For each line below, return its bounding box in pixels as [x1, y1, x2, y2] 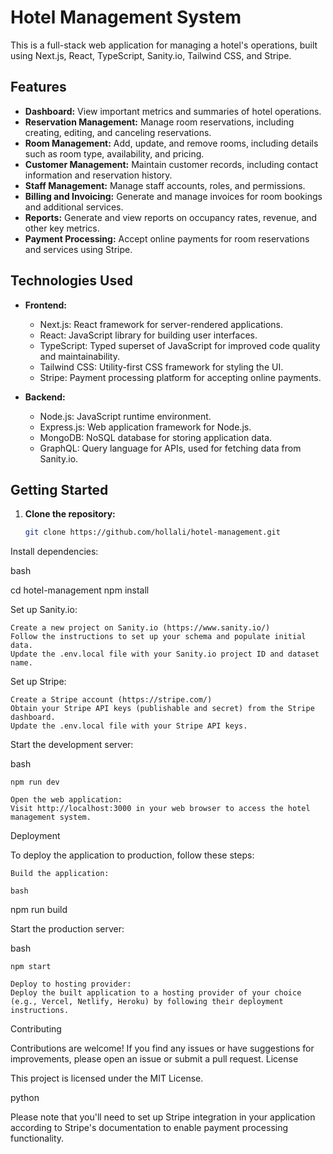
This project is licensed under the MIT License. [10, 1072, 204, 1085]
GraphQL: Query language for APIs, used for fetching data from [39, 442, 302, 454]
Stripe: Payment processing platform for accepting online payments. [39, 371, 322, 383]
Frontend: [24, 299, 67, 311]
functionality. [10, 1132, 65, 1145]
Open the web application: [10, 795, 123, 805]
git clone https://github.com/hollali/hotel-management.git [24, 527, 281, 538]
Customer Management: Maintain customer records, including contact [24, 158, 319, 170]
